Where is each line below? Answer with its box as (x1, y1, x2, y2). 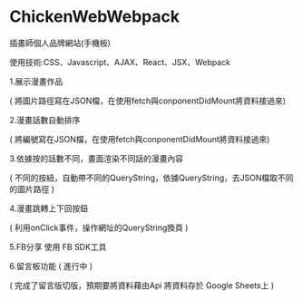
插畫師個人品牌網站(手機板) (9, 37, 112, 48)
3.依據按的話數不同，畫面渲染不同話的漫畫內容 (9, 152, 184, 164)
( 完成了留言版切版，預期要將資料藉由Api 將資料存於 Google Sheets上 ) (9, 279, 275, 291)
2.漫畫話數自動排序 (9, 114, 81, 125)
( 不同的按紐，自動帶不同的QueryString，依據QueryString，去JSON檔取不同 (9, 172, 294, 183)
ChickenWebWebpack (9, 6, 180, 27)
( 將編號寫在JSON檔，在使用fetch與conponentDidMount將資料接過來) (9, 133, 270, 144)
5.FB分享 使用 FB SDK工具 (9, 241, 107, 252)
